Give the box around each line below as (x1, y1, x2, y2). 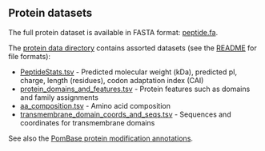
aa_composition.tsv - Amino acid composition (19, 101, 171, 110)
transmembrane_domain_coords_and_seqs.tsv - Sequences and (19, 109, 231, 119)
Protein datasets (8, 6, 93, 20)
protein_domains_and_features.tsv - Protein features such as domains (19, 84, 251, 93)
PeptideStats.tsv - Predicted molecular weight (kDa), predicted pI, (19, 67, 238, 77)
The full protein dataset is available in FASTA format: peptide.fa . (8, 27, 219, 37)
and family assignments (19, 92, 98, 102)
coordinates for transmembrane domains (19, 117, 155, 127)
